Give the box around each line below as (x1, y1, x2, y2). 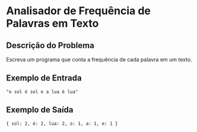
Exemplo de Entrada (6, 73, 82, 83)
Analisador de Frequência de (6, 4, 151, 18)
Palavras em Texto (6, 17, 99, 30)
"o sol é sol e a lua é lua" (6, 89, 78, 95)
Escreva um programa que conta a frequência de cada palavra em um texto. (6, 56, 192, 63)
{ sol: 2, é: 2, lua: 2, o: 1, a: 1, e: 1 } (6, 120, 118, 127)
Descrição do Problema (6, 40, 95, 50)
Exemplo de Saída (6, 105, 74, 115)
